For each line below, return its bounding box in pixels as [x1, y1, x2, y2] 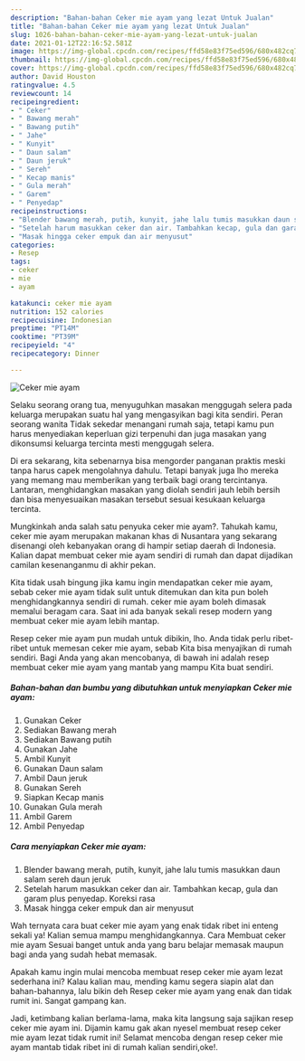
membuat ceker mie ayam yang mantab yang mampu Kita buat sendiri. [10, 661, 274, 672]
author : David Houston [10, 72, 96, 81]
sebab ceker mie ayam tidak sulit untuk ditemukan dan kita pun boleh [10, 586, 269, 597]
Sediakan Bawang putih [23, 734, 112, 744]
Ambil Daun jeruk [23, 772, 89, 783]
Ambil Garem [23, 810, 72, 821]
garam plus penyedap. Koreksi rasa [23, 893, 156, 904]
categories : [10, 241, 55, 250]
